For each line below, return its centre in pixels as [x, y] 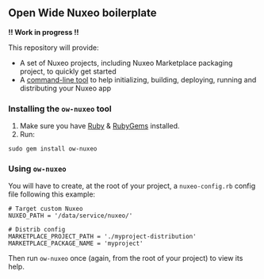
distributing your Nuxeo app [65, 88]
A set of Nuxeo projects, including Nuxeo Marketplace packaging [126, 63]
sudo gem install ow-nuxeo [53, 149]
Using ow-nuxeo [37, 169]
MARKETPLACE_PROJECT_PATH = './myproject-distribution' [102, 237]
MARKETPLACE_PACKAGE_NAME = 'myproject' [76, 244]
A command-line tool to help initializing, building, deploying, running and [138, 79]
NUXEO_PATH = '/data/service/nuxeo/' [71, 216]
